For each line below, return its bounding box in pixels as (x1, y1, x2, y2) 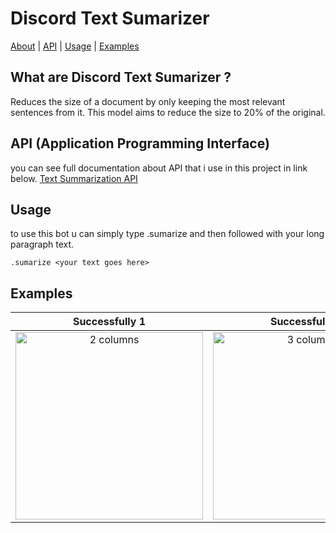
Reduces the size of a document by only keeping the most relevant (10, 95, 286, 107)
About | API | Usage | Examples (10, 40, 140, 52)
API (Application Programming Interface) (10, 135, 270, 152)
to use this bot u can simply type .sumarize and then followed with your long (10, 228, 325, 240)
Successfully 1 (72, 315, 147, 329)
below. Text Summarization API (10, 172, 138, 184)
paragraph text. (10, 238, 75, 251)
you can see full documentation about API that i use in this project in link (10, 162, 308, 174)
